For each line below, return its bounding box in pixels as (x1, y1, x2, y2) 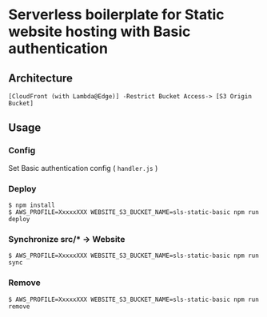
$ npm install (8, 201, 56, 209)
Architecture (8, 71, 74, 85)
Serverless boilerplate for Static (8, 6, 225, 24)
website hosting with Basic (8, 22, 191, 41)
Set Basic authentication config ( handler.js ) (8, 163, 158, 172)
